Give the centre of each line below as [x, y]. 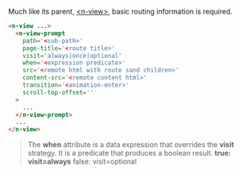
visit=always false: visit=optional [82, 161]
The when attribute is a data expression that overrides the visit [131, 145]
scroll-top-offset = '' [58, 92]
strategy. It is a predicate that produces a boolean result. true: [129, 153]
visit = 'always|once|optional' [73, 56]
